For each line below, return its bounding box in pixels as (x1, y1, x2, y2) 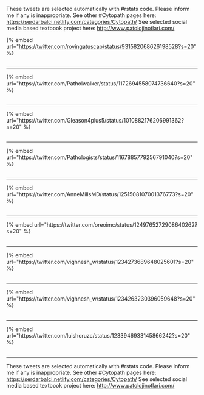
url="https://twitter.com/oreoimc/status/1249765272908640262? (34, 221, 198, 228)
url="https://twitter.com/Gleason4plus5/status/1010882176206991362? (6, 117, 184, 124)
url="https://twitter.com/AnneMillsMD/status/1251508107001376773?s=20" (6, 191, 194, 197)
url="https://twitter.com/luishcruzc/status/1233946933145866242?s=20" (6, 332, 191, 339)
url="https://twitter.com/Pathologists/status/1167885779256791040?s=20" (6, 154, 193, 161)
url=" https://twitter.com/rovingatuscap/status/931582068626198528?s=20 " (6, 43, 197, 50)
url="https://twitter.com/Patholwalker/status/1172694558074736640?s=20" (6, 80, 195, 87)
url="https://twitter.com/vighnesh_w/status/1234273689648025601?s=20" (6, 258, 194, 265)
